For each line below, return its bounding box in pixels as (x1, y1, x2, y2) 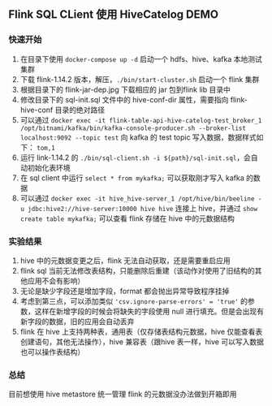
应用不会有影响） (27, 275, 85, 286)
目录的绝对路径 (54, 105, 106, 114)
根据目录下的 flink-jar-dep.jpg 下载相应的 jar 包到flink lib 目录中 (19, 84, 231, 94)
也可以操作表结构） (19, 347, 85, 356)
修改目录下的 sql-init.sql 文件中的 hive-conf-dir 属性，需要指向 (19, 94, 229, 104)
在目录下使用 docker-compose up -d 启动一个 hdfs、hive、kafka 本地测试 (19, 54, 262, 63)
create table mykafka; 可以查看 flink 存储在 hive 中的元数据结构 (19, 214, 235, 223)
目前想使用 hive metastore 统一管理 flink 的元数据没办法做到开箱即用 (8, 389, 237, 400)
